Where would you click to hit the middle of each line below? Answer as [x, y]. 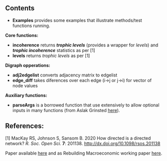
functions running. [31, 25]
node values [25, 85]
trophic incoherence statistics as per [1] [54, 50]
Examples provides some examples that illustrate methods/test [77, 20]
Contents [20, 8]
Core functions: [22, 35]
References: [24, 126]
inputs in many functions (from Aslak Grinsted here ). [66, 110]
